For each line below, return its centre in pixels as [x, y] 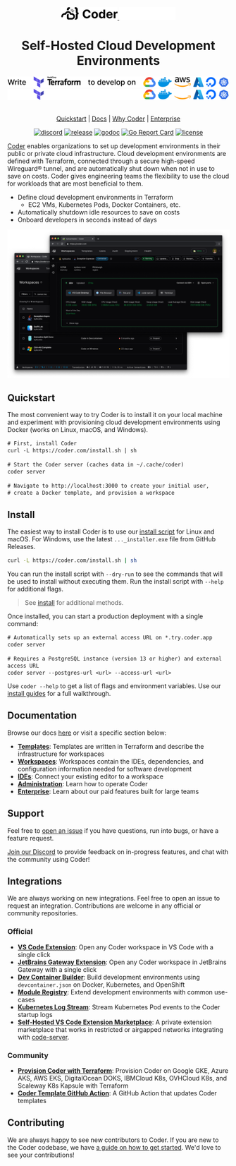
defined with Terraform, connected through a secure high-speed [101, 161]
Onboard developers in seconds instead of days [87, 220]
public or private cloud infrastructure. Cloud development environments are [117, 153]
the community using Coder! [49, 859]
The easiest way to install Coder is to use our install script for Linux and [111, 531]
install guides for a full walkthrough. [59, 694]
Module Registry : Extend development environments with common [115, 992]
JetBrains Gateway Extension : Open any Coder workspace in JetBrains [122, 962]
